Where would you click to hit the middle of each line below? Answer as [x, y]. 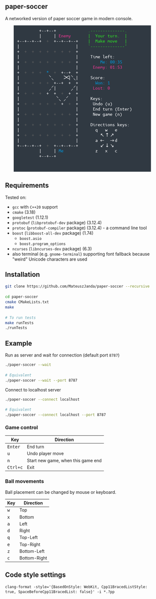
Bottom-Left [32, 551]
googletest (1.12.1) [30, 217]
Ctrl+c [15, 467]
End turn [35, 447]
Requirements [27, 186]
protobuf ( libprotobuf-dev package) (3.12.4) [57, 222]
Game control [22, 427]
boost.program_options [43, 244]
